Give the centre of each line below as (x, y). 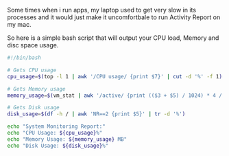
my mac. (20, 24)
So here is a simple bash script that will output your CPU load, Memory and (113, 38)
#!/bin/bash (24, 58)
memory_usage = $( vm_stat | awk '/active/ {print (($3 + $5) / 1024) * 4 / (115, 96)
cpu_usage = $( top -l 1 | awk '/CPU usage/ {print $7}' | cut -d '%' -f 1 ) (115, 76)
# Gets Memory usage (37, 89)
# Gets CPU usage (32, 70)
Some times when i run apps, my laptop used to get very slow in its (102, 10)
